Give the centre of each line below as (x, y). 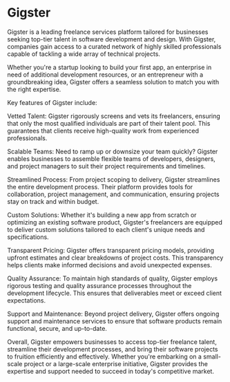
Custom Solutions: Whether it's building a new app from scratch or (102, 215)
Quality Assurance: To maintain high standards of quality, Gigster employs (113, 278)
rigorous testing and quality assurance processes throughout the (99, 285)
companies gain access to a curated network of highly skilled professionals (114, 46)
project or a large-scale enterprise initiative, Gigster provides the (116, 363)
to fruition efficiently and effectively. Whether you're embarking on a (105, 356)
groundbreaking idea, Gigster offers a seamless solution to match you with (113, 82)
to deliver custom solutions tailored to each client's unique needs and (106, 229)
